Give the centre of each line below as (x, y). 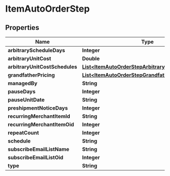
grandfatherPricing (31, 75)
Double (91, 59)
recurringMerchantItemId (39, 116)
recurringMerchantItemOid (41, 125)
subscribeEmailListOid (36, 157)
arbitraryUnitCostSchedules (42, 67)
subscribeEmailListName (39, 149)
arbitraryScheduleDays (36, 50)
